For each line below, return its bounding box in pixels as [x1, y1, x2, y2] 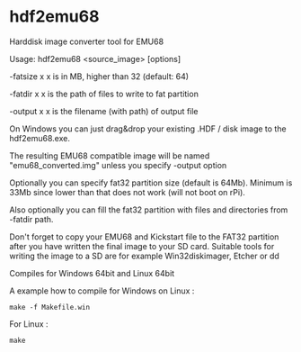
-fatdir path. [9, 213, 54, 224]
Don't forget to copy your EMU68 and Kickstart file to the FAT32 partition [9, 231, 279, 242]
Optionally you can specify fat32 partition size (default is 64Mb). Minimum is [9, 177, 293, 188]
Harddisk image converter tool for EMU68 [9, 36, 164, 47]
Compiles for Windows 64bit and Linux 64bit [9, 267, 175, 278]
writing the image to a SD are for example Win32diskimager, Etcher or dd [9, 250, 280, 261]
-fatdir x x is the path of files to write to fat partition [9, 88, 199, 99]
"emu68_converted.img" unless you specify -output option [9, 159, 227, 170]
